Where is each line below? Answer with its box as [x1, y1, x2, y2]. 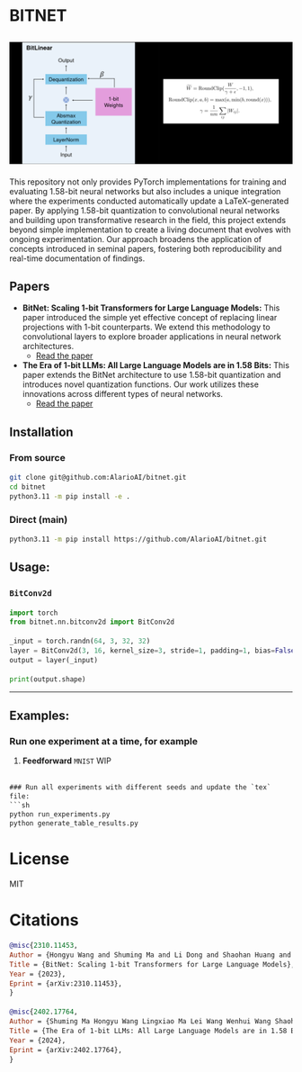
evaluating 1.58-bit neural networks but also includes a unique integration [9, 185, 281, 196]
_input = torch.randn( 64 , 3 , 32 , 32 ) [9, 636, 151, 646]
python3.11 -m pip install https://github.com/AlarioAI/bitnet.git [9, 535, 268, 544]
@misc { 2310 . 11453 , [9, 941, 78, 950]
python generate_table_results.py [9, 819, 139, 828]
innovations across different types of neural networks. [22, 389, 223, 400]
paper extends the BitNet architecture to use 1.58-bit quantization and [22, 370, 281, 381]
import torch [9, 608, 58, 617]
